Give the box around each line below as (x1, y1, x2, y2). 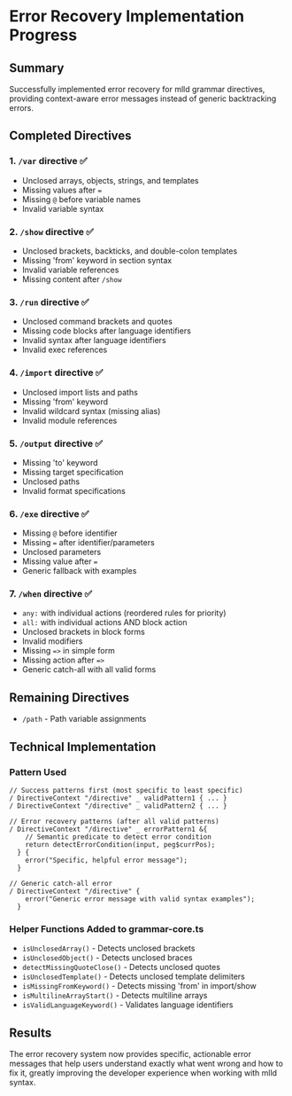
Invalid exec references (21, 344, 108, 356)
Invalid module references (21, 415, 118, 426)
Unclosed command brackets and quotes (21, 317, 173, 327)
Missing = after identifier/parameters (21, 537, 155, 548)
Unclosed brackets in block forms (21, 627, 146, 638)
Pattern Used (9, 765, 67, 778)
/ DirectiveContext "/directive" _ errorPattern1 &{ (9, 825, 208, 834)
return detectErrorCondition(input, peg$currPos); (25, 840, 216, 849)
